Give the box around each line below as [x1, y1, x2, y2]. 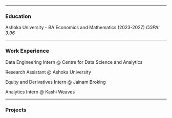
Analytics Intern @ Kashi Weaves [5, 88, 75, 95]
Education [5, 13, 32, 20]
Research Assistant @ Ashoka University [5, 69, 91, 75]
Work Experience [5, 48, 50, 55]
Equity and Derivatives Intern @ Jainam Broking [5, 79, 106, 85]
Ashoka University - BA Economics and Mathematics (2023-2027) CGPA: [5, 25, 160, 31]
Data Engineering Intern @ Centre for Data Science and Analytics [5, 59, 143, 65]
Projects [5, 106, 27, 113]
